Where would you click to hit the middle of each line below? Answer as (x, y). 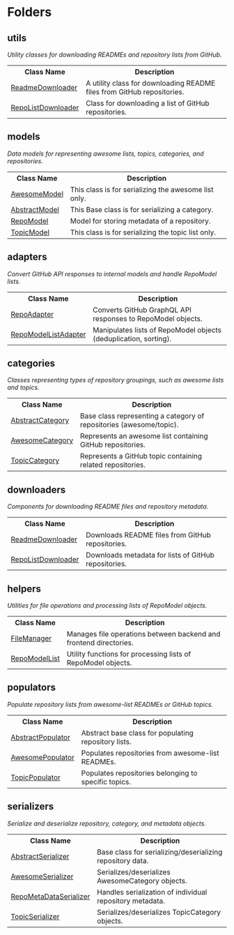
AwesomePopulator (43, 757)
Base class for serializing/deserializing (160, 852)
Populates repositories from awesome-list (150, 753)
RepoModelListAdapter (48, 334)
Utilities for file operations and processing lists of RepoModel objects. (107, 606)
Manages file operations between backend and (143, 634)
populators (31, 688)
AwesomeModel (37, 194)
